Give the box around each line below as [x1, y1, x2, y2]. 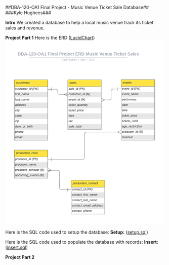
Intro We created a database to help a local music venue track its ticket [5, 20, 154, 25]
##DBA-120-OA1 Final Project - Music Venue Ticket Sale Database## [5, 5, 149, 10]
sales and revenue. [5, 25, 45, 31]
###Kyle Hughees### [5, 10, 52, 16]
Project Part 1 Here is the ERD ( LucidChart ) [5, 35, 95, 41]
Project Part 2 [5, 254, 35, 260]
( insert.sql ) [5, 244, 28, 250]
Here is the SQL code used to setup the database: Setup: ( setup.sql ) [5, 229, 148, 235]
